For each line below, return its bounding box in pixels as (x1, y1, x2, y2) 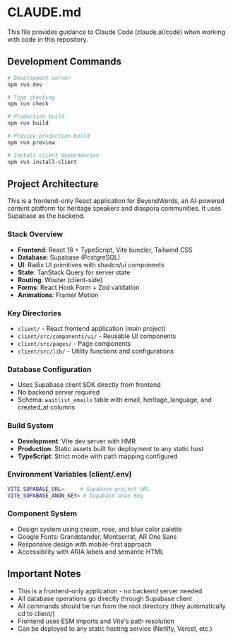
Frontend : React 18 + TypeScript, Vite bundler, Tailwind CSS (17, 245, 193, 254)
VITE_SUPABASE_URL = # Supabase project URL (7, 485, 150, 492)
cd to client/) (17, 609, 55, 617)
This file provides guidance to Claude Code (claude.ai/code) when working (7, 28, 226, 36)
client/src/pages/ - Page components (17, 339, 131, 347)
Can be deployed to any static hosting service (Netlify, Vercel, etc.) (17, 624, 213, 633)
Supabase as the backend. (7, 211, 85, 220)
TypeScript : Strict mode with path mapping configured (17, 452, 178, 460)
